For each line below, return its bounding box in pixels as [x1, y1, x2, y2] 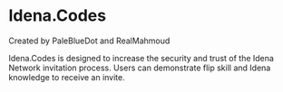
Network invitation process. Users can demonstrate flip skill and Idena [8, 62, 271, 73]
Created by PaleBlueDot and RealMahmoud [8, 35, 171, 46]
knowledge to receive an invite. [8, 71, 126, 82]
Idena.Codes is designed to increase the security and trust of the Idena [8, 52, 274, 63]
